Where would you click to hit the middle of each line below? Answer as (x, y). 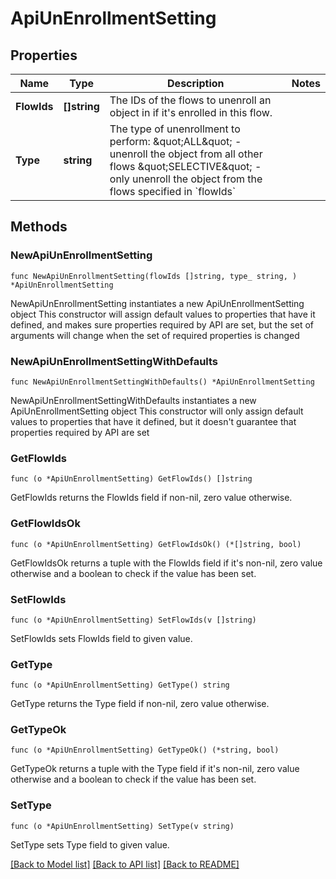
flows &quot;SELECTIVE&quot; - (185, 166)
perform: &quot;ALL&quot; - (175, 141)
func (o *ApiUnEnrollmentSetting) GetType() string (120, 685)
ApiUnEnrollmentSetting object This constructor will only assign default (157, 411)
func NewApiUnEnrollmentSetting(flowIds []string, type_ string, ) (154, 276)
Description (196, 83)
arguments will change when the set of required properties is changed (155, 335)
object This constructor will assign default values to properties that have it (163, 314)
